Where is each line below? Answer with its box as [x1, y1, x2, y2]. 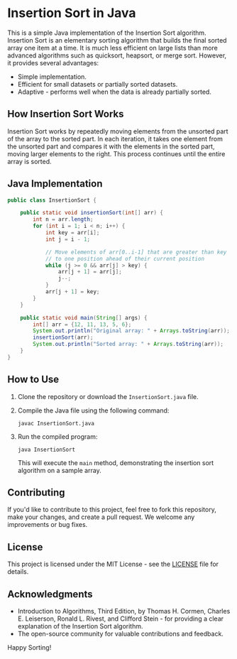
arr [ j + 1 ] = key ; [45, 288, 100, 295]
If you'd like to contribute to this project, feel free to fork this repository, [7, 506, 216, 514]
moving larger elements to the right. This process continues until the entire [7, 149, 226, 158]
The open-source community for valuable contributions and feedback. [17, 630, 224, 638]
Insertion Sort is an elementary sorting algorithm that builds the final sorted [7, 36, 227, 44]
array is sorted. [7, 157, 52, 165]
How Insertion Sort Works [7, 108, 124, 120]
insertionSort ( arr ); [33, 334, 94, 342]
